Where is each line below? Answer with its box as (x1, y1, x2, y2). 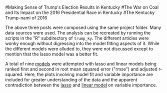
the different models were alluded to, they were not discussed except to (5, 46, 153, 51)
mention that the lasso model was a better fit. (5, 51, 98, 57)
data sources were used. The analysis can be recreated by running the (5, 30, 151, 35)
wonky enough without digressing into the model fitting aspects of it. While (5, 40, 160, 46)
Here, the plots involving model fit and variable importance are (24, 71, 153, 77)
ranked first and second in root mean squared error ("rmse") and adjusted (5, 66, 157, 72)
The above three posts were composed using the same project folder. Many (5, 24, 161, 30)
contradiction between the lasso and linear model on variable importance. (5, 82, 157, 88)
